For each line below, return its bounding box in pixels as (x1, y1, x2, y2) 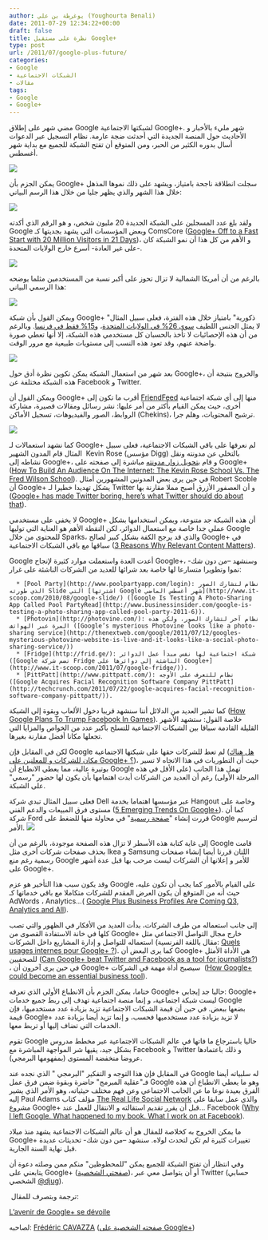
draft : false (9, 26, 53, 34)
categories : (9, 57, 49, 65)
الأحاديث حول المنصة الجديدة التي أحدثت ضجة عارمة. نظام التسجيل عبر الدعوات (9, 131, 246, 141)
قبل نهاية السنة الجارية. (9, 1144, 77, 1154)
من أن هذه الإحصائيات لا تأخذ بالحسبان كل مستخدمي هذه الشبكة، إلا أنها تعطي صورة (9, 329, 258, 340)
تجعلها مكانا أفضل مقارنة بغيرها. (9, 732, 103, 741)
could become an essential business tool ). (9, 971, 148, 981)
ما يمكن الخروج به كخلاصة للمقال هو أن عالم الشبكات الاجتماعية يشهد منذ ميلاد (9, 1126, 242, 1136)
